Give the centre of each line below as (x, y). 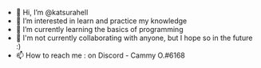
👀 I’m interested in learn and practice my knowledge (101, 21)
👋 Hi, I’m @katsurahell (52, 12)
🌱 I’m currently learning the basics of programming (99, 29)
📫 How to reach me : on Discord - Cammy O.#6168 (101, 55)
